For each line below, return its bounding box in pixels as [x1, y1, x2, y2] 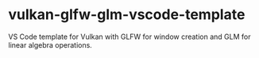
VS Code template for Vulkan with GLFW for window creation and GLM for [8, 32, 251, 41]
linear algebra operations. [8, 40, 93, 49]
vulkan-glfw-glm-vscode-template [8, 6, 245, 24]
